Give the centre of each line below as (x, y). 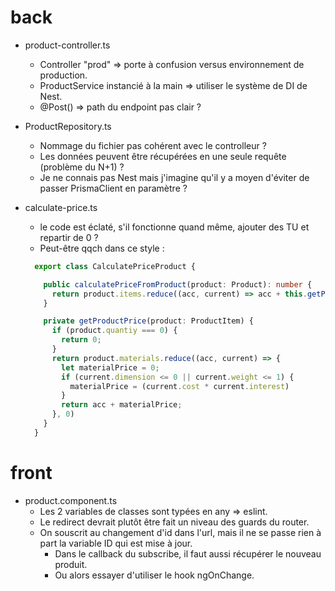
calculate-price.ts (61, 207)
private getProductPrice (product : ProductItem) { (148, 321)
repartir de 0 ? (69, 237)
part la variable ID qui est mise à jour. (116, 543)
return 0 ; (81, 340)
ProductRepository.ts (68, 126)
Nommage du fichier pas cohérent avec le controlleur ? (153, 145)
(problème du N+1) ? (82, 167)
